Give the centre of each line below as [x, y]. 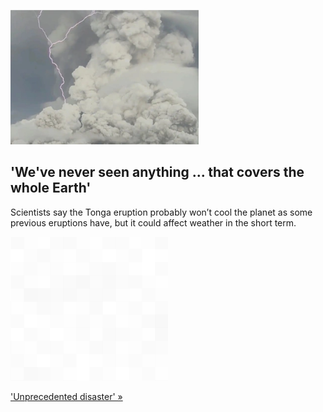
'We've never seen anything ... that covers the [157, 172]
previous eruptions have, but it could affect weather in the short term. [153, 222]
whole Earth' [51, 188]
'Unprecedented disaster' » [66, 396]
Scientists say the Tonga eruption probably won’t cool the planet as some [161, 212]
